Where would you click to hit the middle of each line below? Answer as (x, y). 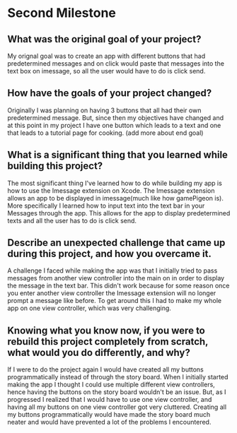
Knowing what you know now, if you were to (106, 330)
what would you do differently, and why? (99, 352)
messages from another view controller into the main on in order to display (116, 278)
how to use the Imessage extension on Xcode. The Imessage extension (111, 190)
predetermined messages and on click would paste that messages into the (116, 64)
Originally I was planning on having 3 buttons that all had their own (104, 110)
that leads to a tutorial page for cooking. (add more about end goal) (105, 133)
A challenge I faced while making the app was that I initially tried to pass (112, 271)
